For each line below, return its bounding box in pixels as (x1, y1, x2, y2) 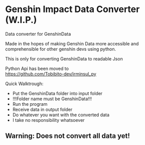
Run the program (12, 101, 48, 107)
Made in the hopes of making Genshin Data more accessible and (5, 40, 139, 46)
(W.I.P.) (5, 14, 37, 26)
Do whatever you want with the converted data (12, 112, 109, 118)
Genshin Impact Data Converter (5, 4, 140, 15)
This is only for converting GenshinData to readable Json (5, 55, 123, 61)
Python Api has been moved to (5, 65, 69, 71)
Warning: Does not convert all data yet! (5, 132, 130, 140)
